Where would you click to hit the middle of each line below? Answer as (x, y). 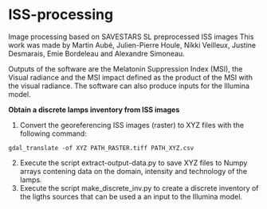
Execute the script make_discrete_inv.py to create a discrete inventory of (139, 188)
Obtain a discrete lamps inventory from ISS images (94, 110)
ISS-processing (61, 15)
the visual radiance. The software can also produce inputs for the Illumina (129, 86)
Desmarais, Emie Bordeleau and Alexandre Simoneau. (96, 53)
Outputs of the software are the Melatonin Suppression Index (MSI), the (126, 68)
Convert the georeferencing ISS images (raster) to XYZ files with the (132, 125)
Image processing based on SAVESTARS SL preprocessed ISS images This (131, 37)
